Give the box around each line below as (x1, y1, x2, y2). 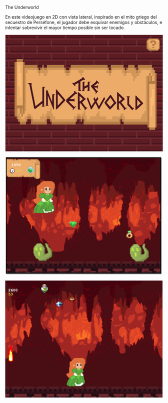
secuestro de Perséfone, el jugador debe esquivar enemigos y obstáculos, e (5, 20, 162, 25)
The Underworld (5, 5, 39, 10)
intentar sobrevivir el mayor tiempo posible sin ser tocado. (5, 25, 125, 31)
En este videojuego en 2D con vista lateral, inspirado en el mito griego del (5, 14, 157, 20)
